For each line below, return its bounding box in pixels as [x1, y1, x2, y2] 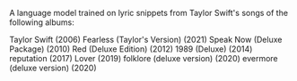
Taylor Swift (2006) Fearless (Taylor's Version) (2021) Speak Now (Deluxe [9, 35, 283, 45]
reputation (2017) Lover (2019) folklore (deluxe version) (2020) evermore [9, 53, 278, 63]
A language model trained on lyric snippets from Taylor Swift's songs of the [9, 8, 289, 18]
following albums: [9, 17, 74, 28]
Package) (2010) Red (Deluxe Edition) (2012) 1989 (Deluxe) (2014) [9, 44, 253, 54]
